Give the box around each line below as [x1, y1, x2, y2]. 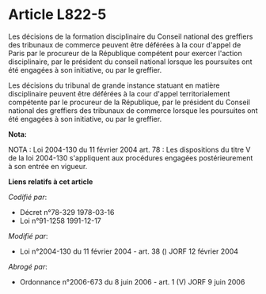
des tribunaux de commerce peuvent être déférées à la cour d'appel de [8, 40, 241, 49]
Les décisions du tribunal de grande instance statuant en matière [8, 81, 220, 90]
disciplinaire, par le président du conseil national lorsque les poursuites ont [8, 57, 253, 66]
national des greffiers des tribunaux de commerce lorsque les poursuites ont [8, 105, 258, 115]
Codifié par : [8, 192, 47, 202]
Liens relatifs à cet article [8, 176, 93, 187]
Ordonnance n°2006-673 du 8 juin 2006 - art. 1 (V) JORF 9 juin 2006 [19, 277, 245, 286]
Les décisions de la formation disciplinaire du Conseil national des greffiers [8, 32, 253, 41]
